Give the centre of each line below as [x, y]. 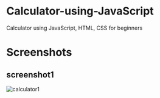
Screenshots [39, 52]
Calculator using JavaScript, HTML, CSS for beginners [75, 28]
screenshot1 [30, 75]
